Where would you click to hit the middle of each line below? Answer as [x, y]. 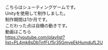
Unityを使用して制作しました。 [37, 13]
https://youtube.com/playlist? [35, 37]
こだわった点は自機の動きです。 [38, 25]
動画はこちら [18, 32]
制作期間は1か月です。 [28, 19]
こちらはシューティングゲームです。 [42, 7]
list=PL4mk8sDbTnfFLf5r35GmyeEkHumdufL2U [54, 42]
